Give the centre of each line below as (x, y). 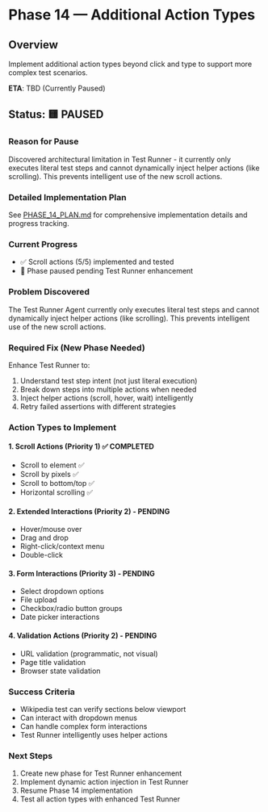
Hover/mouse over (51, 529)
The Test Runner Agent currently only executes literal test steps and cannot (134, 309)
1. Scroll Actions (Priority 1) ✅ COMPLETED (82, 446)
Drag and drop (44, 538)
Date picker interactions (60, 617)
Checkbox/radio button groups (71, 609)
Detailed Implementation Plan (67, 197)
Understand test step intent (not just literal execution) (109, 380)
